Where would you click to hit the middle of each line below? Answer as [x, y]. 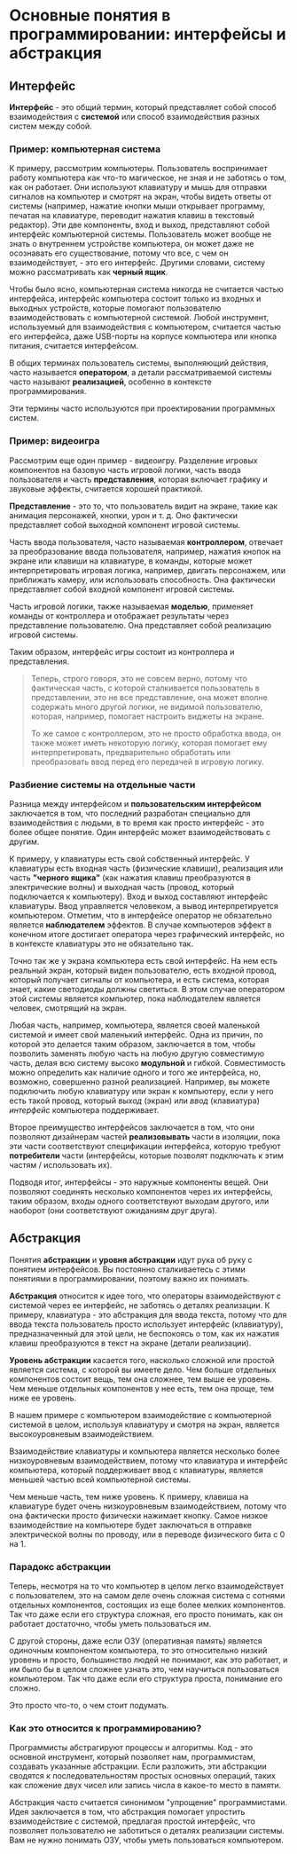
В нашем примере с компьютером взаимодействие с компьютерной [141, 1415]
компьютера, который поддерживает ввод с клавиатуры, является [137, 1470]
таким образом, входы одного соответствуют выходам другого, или [139, 1201]
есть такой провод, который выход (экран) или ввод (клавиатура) [134, 1101]
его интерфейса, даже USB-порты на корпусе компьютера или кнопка [143, 336]
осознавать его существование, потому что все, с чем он [119, 253]
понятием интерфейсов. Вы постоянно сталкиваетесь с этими [128, 1269]
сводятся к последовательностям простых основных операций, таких [143, 1776]
